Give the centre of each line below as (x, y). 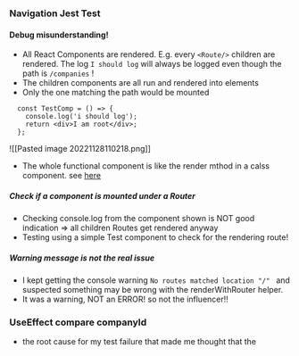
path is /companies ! (58, 73)
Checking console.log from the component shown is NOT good (138, 219)
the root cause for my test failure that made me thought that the (139, 342)
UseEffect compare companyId (78, 322)
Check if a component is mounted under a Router (103, 195)
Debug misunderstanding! (59, 35)
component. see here (61, 176)
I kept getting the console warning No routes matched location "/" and (156, 280)
